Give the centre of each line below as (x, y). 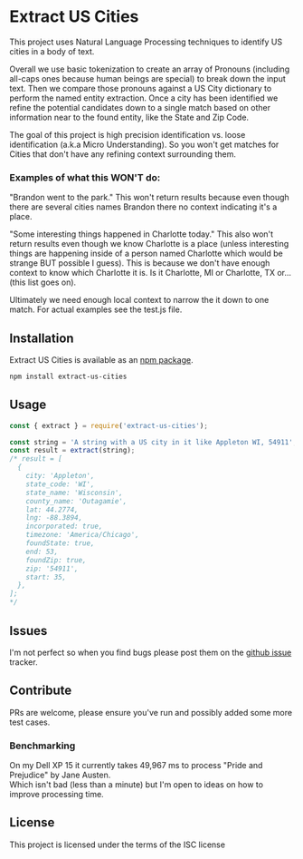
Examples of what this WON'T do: (85, 177)
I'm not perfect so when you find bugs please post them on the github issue (151, 652)
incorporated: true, (64, 527)
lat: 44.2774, (52, 510)
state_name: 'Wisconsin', (75, 493)
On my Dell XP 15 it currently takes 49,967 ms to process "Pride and (136, 766)
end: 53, (42, 552)
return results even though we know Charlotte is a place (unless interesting (149, 244)
